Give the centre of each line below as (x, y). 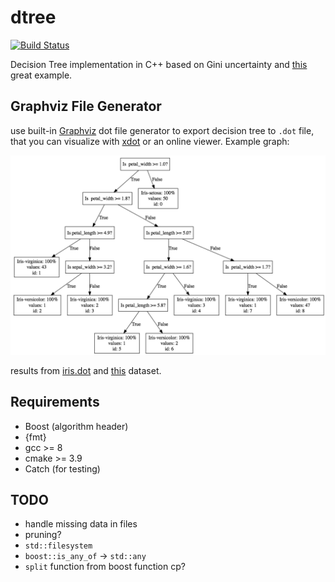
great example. (41, 75)
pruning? (43, 535)
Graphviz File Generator (86, 106)
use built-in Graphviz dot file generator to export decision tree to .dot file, (162, 130)
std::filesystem (58, 546)
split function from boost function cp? (105, 567)
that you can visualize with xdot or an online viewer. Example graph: (150, 141)
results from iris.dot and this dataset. (86, 370)
